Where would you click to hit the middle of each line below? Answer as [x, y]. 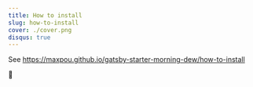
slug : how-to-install [44, 23]
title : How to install [45, 15]
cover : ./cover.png [40, 30]
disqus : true [29, 37]
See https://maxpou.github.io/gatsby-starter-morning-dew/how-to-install [126, 60]
